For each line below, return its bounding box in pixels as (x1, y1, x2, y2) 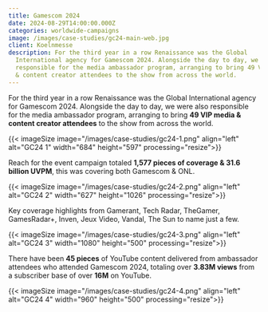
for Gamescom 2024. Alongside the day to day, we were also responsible (8, 101, 249, 111)
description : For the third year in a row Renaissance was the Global (8, 49, 248, 57)
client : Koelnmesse (8, 41, 73, 49)
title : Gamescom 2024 (8, 11, 81, 20)
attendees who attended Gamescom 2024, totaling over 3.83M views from (8, 262, 255, 271)
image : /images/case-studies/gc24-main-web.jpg (8, 34, 170, 42)
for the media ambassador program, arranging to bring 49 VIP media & (8, 109, 242, 120)
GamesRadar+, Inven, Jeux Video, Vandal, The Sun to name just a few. (8, 214, 239, 223)
